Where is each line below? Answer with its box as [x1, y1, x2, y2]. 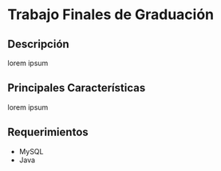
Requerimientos [7, 126, 89, 139]
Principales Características [7, 81, 146, 95]
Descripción [7, 37, 69, 51]
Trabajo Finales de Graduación [7, 6, 215, 24]
